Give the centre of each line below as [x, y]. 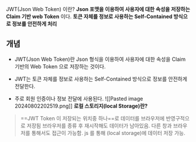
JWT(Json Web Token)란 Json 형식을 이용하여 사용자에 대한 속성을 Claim [100, 59]
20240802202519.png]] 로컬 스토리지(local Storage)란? [81, 106]
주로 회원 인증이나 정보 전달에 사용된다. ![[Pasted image [79, 98]
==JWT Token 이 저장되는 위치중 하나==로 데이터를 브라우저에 [92, 118]
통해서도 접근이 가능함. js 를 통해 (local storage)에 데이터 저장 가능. [108, 133]
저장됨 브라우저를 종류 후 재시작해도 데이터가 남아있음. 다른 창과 [99, 126]
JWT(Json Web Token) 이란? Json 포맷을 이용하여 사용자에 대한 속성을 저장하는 [98, 9]
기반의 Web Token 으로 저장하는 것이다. [60, 66]
